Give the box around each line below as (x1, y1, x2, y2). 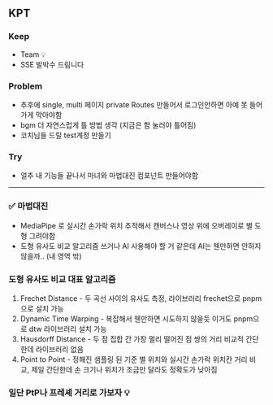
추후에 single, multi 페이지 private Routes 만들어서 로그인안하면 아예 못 (19, 99, 248, 109)
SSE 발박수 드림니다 (19, 59, 84, 69)
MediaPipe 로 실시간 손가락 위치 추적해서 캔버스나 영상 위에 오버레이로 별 (19, 220, 253, 230)
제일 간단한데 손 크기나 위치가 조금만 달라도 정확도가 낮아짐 (31, 364, 218, 374)
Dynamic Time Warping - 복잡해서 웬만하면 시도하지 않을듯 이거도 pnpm (19, 313, 253, 324)
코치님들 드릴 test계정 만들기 (19, 130, 111, 140)
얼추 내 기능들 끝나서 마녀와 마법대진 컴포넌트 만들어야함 (19, 171, 199, 181)
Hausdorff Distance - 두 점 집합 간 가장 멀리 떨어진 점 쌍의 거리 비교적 (19, 333, 245, 344)
